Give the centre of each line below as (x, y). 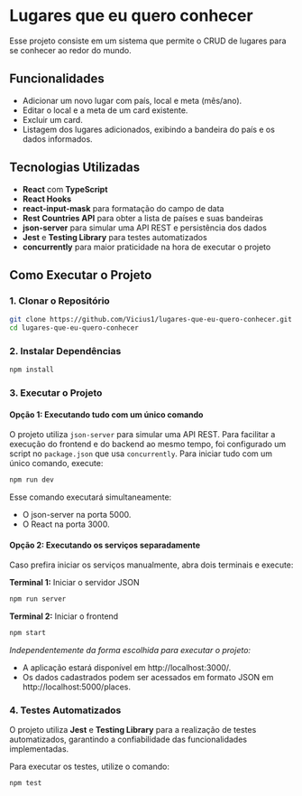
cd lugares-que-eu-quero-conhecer (74, 328)
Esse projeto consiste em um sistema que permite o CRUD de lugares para (148, 41)
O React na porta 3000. (66, 524)
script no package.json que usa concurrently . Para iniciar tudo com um (141, 454)
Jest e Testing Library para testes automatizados (114, 237)
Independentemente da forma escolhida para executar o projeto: (130, 651)
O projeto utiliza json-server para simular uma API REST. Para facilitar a (142, 435)
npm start (28, 633)
